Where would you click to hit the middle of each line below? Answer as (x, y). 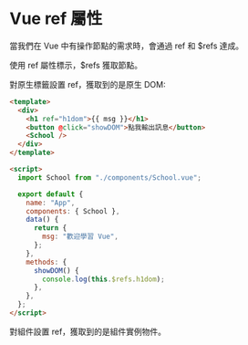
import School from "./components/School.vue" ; (110, 178)
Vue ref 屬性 (56, 19)
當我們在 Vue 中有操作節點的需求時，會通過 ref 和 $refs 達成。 (127, 46)
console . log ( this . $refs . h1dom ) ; (104, 279)
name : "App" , (51, 203)
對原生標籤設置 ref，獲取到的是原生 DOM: (88, 84)
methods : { (46, 262)
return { (50, 228)
